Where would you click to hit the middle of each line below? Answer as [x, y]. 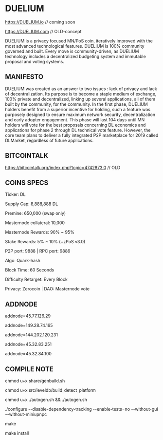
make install [17, 433]
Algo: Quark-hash [23, 261]
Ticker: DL [15, 194]
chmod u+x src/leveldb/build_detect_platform [51, 390]
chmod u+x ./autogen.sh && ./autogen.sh [46, 400]
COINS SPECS [27, 182]
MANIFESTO [24, 77]
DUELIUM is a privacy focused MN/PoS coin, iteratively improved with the [79, 41]
